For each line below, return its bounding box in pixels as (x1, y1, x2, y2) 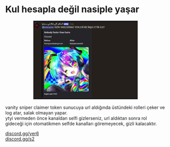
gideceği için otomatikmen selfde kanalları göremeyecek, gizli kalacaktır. (5, 121, 157, 127)
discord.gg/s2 (5, 136, 35, 142)
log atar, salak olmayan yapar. (5, 110, 68, 116)
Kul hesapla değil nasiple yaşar (5, 4, 139, 15)
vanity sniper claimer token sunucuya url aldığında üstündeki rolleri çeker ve (5, 104, 165, 110)
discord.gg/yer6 (5, 131, 39, 137)
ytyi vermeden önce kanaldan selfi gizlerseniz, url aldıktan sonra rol (5, 115, 147, 122)
